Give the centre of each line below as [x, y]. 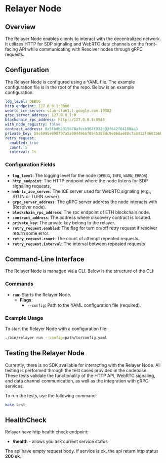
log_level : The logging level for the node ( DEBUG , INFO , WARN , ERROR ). [81, 175]
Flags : [26, 300]
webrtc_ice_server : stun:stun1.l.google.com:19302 [58, 111]
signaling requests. [32, 186]
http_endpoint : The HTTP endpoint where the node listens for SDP [80, 180]
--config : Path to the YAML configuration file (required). [84, 305]
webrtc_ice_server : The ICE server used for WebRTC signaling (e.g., [82, 191]
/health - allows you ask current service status [60, 442]
